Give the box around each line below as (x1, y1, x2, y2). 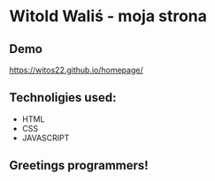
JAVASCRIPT (21, 132, 70, 143)
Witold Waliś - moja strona (9, 6, 208, 26)
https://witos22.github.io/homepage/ (9, 64, 143, 75)
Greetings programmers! (9, 158, 149, 173)
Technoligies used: (9, 90, 117, 105)
